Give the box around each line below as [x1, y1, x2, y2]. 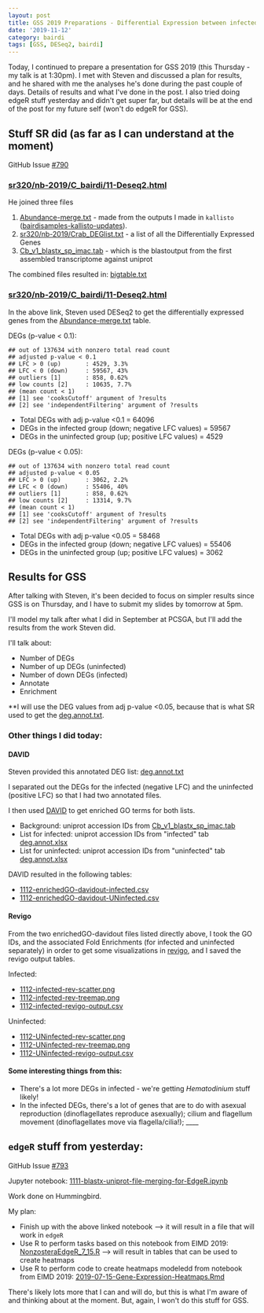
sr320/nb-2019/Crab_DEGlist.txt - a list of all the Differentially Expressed [19, 230, 255, 239]
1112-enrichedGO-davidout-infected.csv [19, 885, 149, 895]
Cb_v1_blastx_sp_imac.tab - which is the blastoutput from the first [19, 246, 232, 256]
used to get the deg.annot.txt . [8, 711, 104, 720]
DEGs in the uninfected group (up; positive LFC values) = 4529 [19, 432, 224, 441]
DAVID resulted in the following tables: [8, 870, 132, 879]
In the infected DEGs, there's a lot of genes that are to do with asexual [19, 1100, 247, 1109]
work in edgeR [19, 1230, 64, 1239]
